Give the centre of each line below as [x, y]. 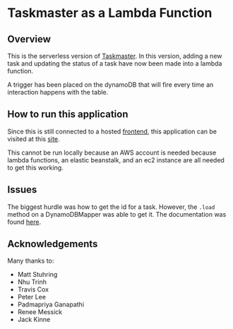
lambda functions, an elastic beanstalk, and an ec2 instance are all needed [116, 160]
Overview [29, 39]
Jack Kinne [34, 320]
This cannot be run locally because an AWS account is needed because [112, 152]
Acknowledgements [53, 244]
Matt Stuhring [37, 275]
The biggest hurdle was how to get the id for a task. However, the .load [111, 207]
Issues [22, 190]
